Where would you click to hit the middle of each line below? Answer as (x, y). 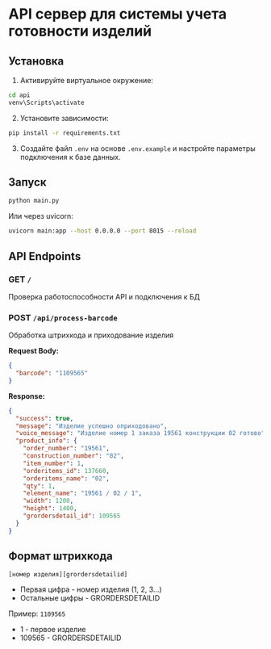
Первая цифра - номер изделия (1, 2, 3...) (91, 589)
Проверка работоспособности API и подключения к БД (104, 296)
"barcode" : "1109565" (52, 373)
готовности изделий (80, 31)
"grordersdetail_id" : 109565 (72, 516)
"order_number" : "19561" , (67, 449)
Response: (27, 396)
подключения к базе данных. (70, 157)
